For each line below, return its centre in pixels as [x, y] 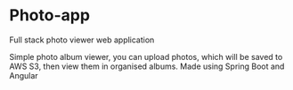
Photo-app [50, 15]
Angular [24, 75]
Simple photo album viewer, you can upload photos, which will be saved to [146, 56]
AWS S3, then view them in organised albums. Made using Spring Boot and [147, 66]
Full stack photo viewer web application [82, 40]
